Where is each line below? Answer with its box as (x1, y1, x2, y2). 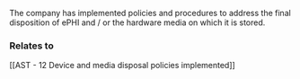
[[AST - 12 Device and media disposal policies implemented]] (9, 60, 235, 71)
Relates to (9, 39, 54, 52)
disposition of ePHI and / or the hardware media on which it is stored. (9, 17, 266, 28)
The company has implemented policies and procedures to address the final (9, 8, 292, 18)
